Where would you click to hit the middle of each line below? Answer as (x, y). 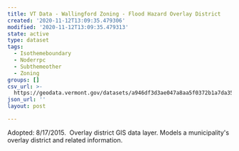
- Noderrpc (30, 60)
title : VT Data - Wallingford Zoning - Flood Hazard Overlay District (114, 14)
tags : (15, 47)
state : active (28, 34)
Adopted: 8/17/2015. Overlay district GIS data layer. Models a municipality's (118, 133)
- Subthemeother (38, 67)
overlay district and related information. (65, 140)
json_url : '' (27, 100)
